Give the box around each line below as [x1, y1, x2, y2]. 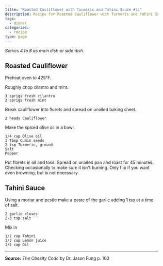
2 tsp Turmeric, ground [5, 142, 53, 147]
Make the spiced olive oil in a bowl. [5, 124, 75, 130]
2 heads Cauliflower [5, 115, 47, 121]
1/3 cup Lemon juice [5, 238, 47, 243]
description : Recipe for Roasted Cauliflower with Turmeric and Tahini [5, 12, 153, 17]
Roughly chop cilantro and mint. [5, 84, 69, 90]
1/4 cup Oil [5, 242, 29, 247]
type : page [5, 35, 27, 39]
